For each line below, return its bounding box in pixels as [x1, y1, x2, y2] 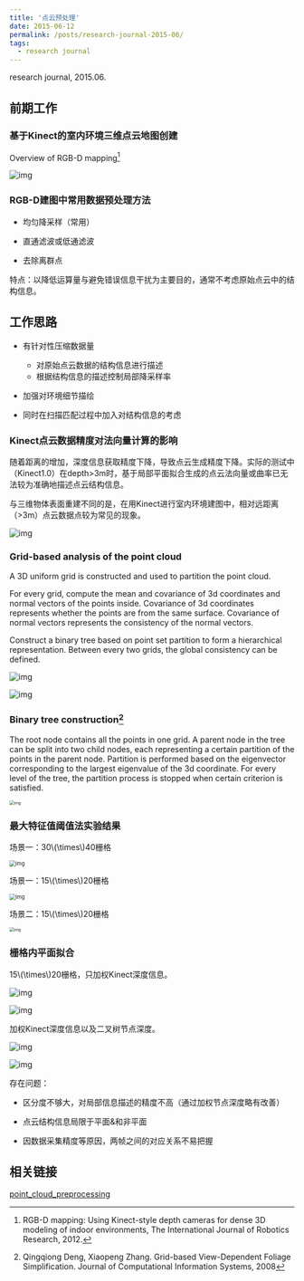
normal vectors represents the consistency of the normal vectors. [9, 617, 253, 628]
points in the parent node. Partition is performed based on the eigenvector [9, 753, 287, 764]
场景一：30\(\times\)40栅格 [9, 842, 111, 853]
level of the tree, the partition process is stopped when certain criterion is [9, 772, 283, 783]
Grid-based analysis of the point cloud [9, 550, 183, 562]
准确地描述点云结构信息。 [33, 479, 128, 490]
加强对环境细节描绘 [22, 390, 95, 401]
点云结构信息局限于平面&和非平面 [22, 1115, 147, 1127]
